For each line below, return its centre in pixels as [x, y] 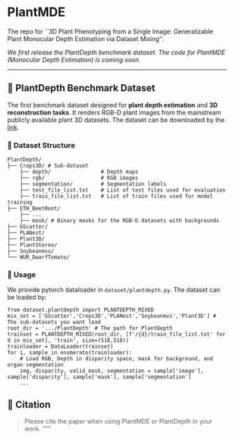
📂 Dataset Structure [41, 145]
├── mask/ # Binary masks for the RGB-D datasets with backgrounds [119, 221]
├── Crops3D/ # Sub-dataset [48, 166]
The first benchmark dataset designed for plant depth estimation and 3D [112, 105]
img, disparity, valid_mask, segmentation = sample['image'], [112, 371]
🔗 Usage [22, 275]
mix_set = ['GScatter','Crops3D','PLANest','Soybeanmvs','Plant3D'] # [112, 316]
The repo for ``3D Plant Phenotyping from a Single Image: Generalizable [110, 31]
